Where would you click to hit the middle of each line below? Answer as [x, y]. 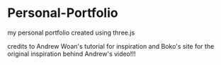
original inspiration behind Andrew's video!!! [72, 54]
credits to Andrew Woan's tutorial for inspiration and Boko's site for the [111, 46]
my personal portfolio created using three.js [71, 32]
